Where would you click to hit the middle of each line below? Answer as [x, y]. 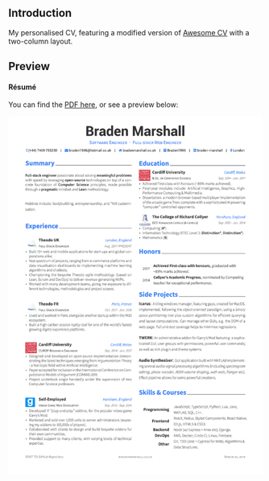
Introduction [40, 13]
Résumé [23, 87]
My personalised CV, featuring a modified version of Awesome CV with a [129, 32]
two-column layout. [41, 41]
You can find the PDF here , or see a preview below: [93, 105]
